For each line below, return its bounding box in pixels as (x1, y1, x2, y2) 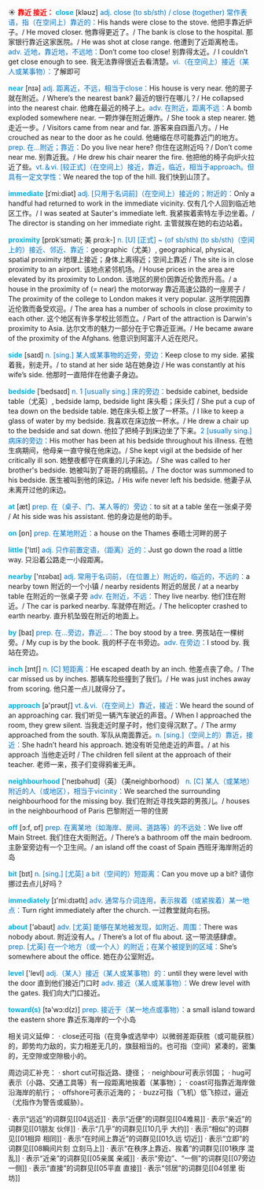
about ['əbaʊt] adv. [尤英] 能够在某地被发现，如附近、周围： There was (8, 922, 238, 932)
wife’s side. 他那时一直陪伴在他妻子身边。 (8, 370, 143, 379)
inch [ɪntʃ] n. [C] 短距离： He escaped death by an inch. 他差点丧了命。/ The (8, 665, 255, 673)
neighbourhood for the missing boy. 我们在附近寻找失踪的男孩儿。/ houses (8, 796, 250, 806)
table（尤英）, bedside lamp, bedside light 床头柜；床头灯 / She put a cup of (8, 397, 255, 406)
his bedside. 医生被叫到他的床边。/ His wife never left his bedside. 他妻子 (8, 476, 245, 484)
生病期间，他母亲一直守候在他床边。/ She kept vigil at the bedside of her (8, 446, 243, 455)
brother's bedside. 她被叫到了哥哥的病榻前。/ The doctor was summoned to (8, 465, 254, 475)
